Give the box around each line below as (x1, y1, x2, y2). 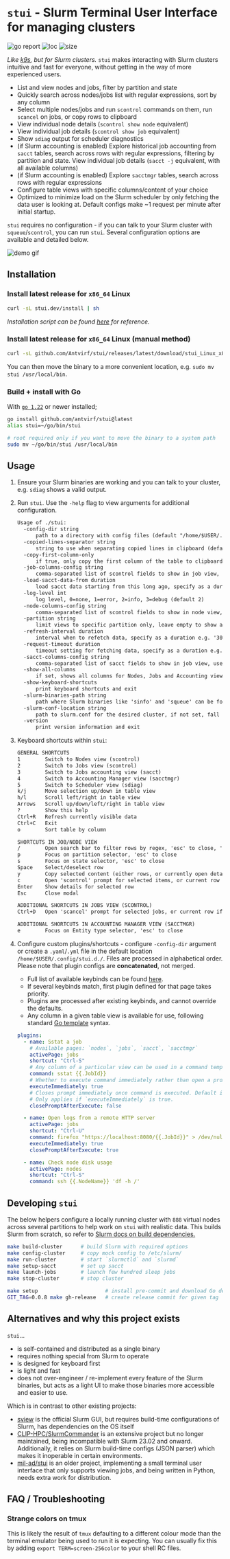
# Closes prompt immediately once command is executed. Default (29, 1089, 217, 1097)
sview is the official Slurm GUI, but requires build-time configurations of (16, 1415, 220, 1423)
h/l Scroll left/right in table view (16, 794, 140, 801)
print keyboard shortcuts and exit (35, 686, 137, 693)
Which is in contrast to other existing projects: (7, 1402, 137, 1410)
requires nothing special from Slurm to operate (16, 1351, 149, 1360)
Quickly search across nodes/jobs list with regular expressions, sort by (16, 91, 217, 99)
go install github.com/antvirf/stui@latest (7, 416, 133, 423)
